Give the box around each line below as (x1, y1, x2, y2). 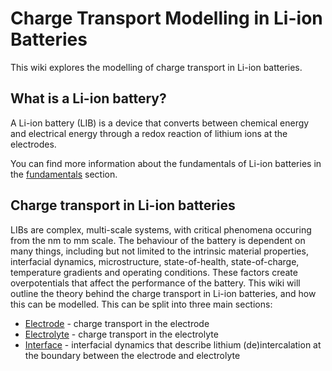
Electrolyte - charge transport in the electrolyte (24, 328, 219, 340)
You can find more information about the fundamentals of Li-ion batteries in (10, 157, 322, 169)
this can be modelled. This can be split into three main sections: (10, 298, 273, 310)
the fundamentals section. (10, 168, 118, 180)
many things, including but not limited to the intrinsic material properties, (10, 245, 309, 257)
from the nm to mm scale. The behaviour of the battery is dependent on (10, 234, 306, 246)
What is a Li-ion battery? (10, 90, 167, 107)
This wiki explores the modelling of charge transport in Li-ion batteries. (10, 61, 303, 73)
